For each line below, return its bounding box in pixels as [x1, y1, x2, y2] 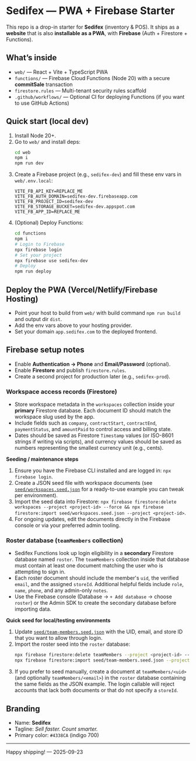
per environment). [14, 492, 58, 499]
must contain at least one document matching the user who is [14, 562, 163, 569]
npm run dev [14, 160, 44, 166]
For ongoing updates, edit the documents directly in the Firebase [14, 516, 171, 523]
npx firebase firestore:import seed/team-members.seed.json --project [14, 657, 190, 663]
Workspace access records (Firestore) [6, 387, 118, 395]
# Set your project [14, 252, 62, 258]
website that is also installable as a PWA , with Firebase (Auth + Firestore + [6, 29, 188, 36]
